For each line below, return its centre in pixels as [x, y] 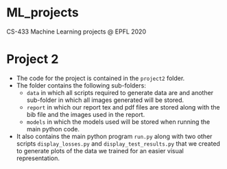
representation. [38, 158]
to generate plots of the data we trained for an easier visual [100, 151]
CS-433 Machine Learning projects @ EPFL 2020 [76, 31]
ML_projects [43, 13]
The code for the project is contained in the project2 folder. [100, 78]
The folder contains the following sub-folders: [81, 85]
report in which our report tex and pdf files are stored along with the [123, 107]
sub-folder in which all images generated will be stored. [105, 100]
